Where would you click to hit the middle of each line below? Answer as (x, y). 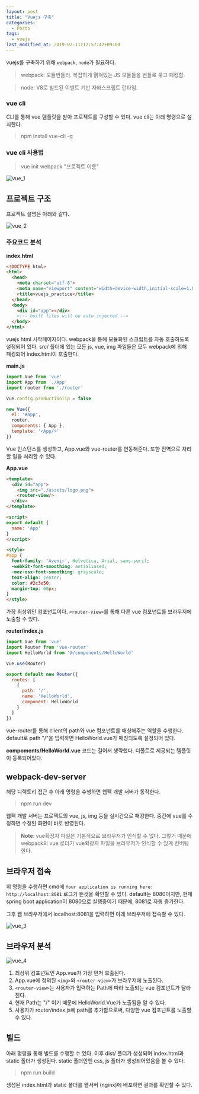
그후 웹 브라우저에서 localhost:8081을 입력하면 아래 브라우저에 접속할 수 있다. (96, 914)
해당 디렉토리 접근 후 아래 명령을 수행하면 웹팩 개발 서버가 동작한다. (84, 792)
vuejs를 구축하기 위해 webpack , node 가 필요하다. (61, 62)
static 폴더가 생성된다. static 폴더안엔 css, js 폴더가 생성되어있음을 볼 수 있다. (96, 1060)
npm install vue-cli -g (46, 136)
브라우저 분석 (29, 946)
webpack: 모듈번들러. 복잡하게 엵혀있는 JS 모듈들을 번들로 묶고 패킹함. (103, 75)
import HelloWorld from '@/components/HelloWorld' (70, 653)
